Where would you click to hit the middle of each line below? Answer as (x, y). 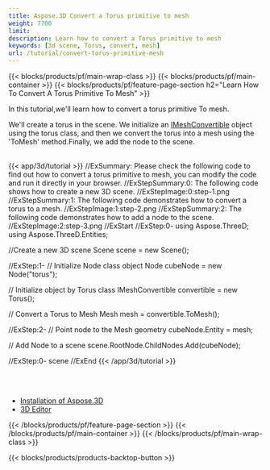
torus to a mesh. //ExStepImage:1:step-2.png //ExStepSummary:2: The (125, 209)
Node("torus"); (33, 274)
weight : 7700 (30, 23)
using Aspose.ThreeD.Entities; (58, 234)
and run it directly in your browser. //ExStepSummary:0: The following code (133, 183)
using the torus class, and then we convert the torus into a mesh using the (131, 133)
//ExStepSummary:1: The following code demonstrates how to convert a (128, 200)
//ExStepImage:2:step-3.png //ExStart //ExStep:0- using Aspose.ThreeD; (129, 226)
